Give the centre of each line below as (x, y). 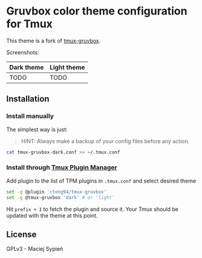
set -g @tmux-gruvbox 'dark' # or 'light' (60, 198)
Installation (28, 99)
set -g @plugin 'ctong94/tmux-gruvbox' (57, 192)
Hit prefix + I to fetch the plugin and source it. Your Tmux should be (93, 209)
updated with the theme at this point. (52, 215)
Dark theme (27, 67)
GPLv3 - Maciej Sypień (35, 249)
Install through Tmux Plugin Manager (62, 167)
